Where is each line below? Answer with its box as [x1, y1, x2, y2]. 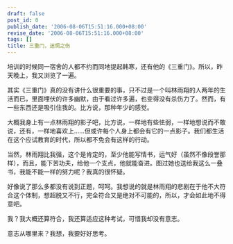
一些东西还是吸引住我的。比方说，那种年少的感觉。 [7, 104, 153, 111]
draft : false [7, 10, 45, 17]
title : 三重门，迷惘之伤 [7, 42, 71, 49]
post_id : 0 [7, 17, 39, 24]
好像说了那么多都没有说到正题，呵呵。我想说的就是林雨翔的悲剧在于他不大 [7, 182, 220, 190]
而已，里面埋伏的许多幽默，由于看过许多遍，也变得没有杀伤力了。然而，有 [12, 95, 226, 103]
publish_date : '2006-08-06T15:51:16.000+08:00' [7, 23, 148, 30]
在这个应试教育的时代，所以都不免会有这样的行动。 [7, 136, 153, 143]
